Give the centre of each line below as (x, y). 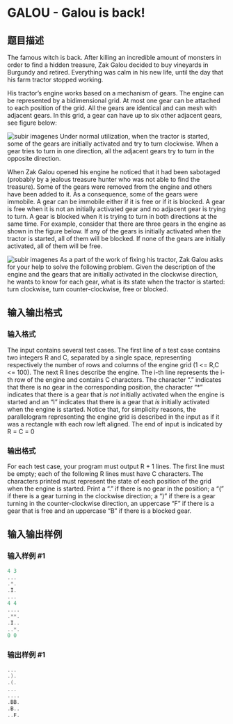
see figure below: (32, 123)
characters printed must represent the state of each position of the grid (110, 481)
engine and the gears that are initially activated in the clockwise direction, (113, 274)
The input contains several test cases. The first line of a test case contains (114, 350)
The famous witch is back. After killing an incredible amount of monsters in (114, 57)
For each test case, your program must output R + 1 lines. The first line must (116, 466)
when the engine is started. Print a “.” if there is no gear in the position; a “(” (116, 488)
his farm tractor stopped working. (55, 79)
